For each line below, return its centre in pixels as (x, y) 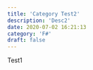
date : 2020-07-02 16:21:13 (47, 27)
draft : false (26, 40)
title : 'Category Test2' (44, 14)
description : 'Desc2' (39, 21)
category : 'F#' (30, 34)
